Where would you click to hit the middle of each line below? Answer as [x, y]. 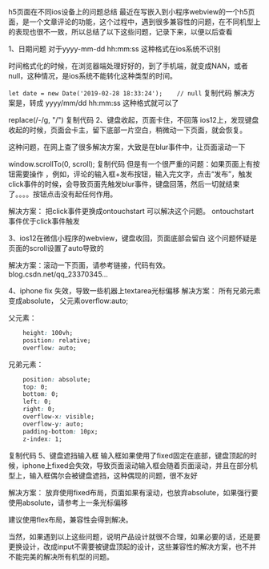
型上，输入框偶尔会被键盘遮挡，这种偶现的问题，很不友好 [103, 475]
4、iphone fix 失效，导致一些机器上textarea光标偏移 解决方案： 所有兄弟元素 [134, 291]
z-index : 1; [42, 439]
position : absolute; [57, 379]
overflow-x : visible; [58, 417]
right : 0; [39, 410]
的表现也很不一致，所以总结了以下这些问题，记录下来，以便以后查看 [120, 32]
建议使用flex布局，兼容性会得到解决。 [71, 519]
